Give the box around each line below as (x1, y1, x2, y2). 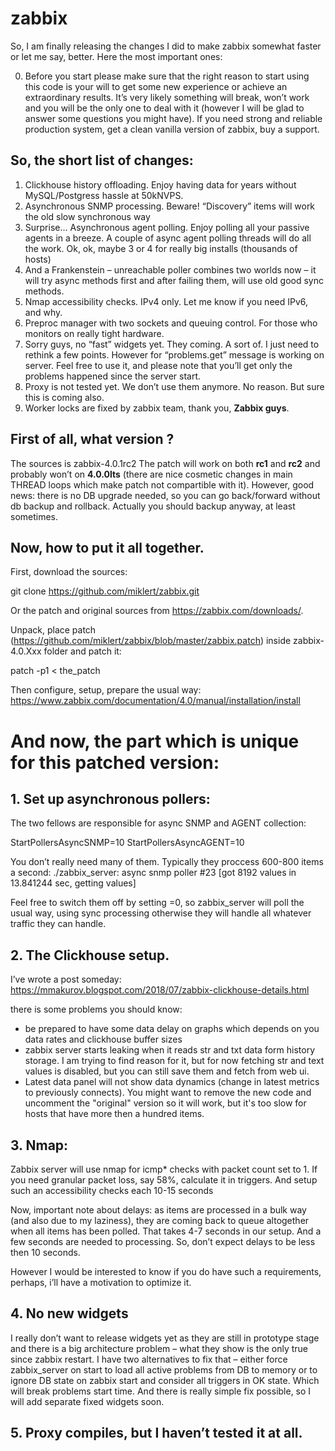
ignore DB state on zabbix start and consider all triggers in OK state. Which (10, 1374, 320, 1386)
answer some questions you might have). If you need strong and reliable (24, 112, 323, 124)
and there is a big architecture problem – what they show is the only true (10, 1342, 309, 1354)
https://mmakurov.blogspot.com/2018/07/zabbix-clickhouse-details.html (10, 984, 310, 996)
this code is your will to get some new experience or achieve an (24, 80, 288, 92)
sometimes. (10, 510, 59, 522)
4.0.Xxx (10, 645, 42, 657)
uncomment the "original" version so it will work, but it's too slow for (24, 1097, 307, 1109)
